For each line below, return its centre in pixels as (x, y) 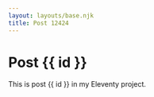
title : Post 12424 (38, 23)
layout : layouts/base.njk (51, 16)
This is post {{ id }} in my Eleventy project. (77, 84)
